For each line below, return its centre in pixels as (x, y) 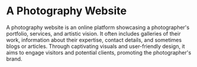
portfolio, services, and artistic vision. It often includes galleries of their (93, 33)
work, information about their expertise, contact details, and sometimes (94, 40)
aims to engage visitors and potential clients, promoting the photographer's (99, 52)
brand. (14, 59)
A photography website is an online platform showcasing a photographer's (98, 27)
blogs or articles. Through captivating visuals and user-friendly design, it (96, 46)
